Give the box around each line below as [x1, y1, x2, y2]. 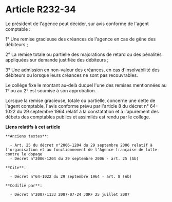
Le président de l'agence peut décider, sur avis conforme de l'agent [5, 21, 149, 27]
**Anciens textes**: [5, 133, 50, 139]
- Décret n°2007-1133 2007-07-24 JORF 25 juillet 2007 [10, 192, 130, 197]
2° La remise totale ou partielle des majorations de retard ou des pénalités [5, 51, 162, 57]
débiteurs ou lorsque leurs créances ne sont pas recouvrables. [5, 72, 138, 78]
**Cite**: [5, 165, 27, 170]
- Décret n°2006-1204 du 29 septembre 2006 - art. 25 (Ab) [10, 156, 139, 161]
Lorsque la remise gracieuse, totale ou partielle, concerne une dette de [5, 97, 156, 104]
